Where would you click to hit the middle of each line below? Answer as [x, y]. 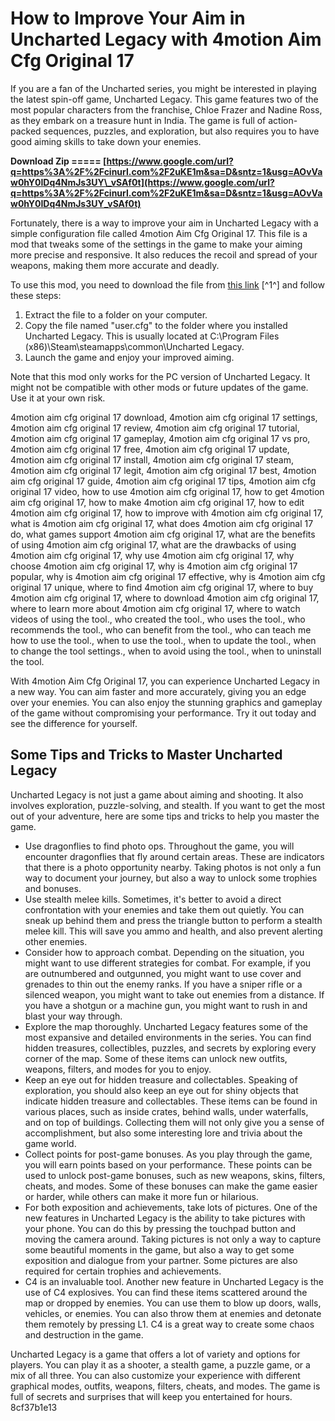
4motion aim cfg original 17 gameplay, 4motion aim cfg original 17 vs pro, [160, 438]
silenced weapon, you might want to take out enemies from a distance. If [174, 994]
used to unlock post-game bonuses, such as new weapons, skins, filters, [175, 1175]
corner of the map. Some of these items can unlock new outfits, [156, 1058]
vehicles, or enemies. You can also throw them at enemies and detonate [173, 1313]
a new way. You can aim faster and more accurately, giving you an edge [158, 691]
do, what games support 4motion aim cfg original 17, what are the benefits [163, 534]
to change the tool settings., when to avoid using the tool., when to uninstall [166, 651]
